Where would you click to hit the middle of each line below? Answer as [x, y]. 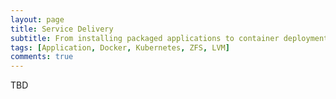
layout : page [37, 19]
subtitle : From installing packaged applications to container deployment [169, 38]
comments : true [42, 57]
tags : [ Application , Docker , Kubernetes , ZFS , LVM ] [120, 47]
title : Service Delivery [62, 29]
